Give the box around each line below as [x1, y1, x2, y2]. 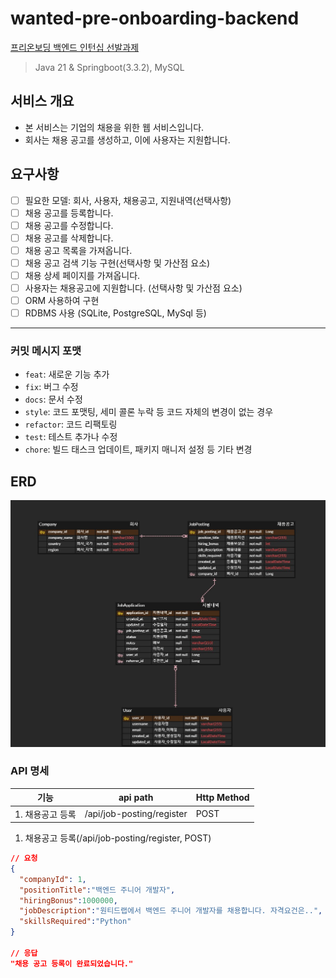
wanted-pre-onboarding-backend [10, 7, 300, 30]
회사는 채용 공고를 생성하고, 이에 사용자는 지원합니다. [24, 133, 231, 146]
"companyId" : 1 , [19, 874, 87, 884]
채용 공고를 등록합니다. [24, 207, 114, 219]
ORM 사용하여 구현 [24, 295, 100, 307]
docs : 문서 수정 [24, 393, 83, 406]
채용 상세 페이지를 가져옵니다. [24, 269, 141, 281]
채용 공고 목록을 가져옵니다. [24, 244, 133, 256]
